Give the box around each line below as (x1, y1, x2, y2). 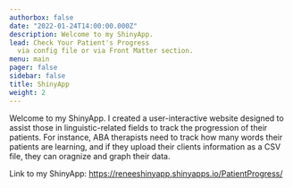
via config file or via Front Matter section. (17, 47, 194, 56)
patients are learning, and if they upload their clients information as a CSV (9, 141, 281, 152)
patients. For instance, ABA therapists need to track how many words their (9, 132, 283, 142)
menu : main (9, 55, 50, 64)
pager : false (9, 64, 58, 73)
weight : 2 (9, 88, 46, 97)
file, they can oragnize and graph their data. (9, 150, 171, 161)
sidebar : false (9, 72, 66, 81)
